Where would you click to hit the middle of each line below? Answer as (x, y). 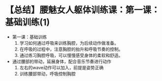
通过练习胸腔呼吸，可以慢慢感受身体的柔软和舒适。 (71, 55)
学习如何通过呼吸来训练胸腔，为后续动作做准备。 (69, 43)
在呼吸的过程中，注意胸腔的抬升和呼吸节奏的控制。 (71, 49)
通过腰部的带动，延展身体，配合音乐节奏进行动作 (62, 61)
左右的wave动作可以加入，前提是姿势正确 (62, 67)
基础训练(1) (27, 22)
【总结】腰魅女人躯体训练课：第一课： (83, 10)
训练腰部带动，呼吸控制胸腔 (48, 74)
